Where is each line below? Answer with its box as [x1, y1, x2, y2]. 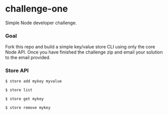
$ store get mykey [5, 96, 44, 101]
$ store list [5, 87, 33, 92]
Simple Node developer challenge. [5, 20, 77, 26]
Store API [5, 67, 29, 74]
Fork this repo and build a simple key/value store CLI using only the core [5, 44, 155, 50]
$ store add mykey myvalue [5, 79, 62, 84]
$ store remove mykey [5, 105, 51, 110]
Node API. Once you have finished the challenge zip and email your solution [5, 49, 163, 55]
